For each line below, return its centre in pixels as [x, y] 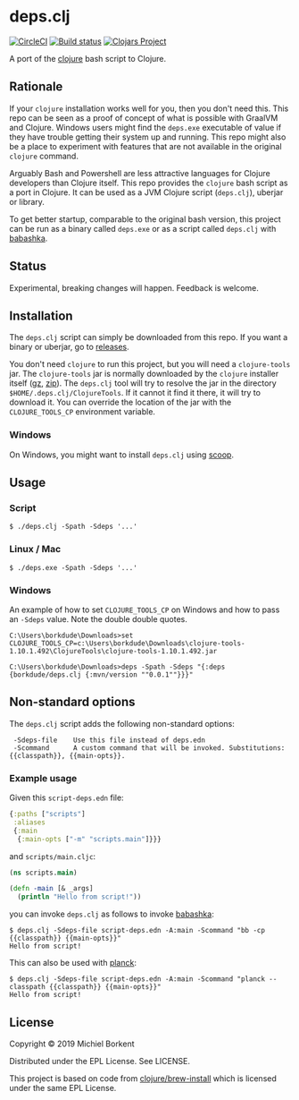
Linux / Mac [35, 550]
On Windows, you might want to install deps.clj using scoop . [122, 455]
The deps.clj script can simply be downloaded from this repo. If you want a [149, 337]
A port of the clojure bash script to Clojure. [88, 58]
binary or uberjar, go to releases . [69, 347]
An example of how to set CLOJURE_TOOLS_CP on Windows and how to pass [145, 610]
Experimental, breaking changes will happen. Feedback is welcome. [134, 287]
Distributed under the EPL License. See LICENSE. [100, 1061]
